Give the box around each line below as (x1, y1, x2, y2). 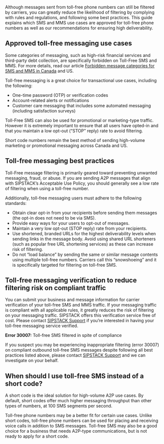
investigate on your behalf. (5, 358, 59, 363)
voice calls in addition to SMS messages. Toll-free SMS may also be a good (5, 423, 158, 429)
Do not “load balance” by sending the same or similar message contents (12, 251, 158, 257)
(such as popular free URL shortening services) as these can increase (12, 241, 153, 247)
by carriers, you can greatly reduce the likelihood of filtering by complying (5, 9, 155, 15)
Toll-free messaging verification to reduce (5, 276, 137, 284)
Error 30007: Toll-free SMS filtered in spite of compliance (5, 333, 122, 338)
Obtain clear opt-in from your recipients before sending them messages (12, 210, 158, 216)
